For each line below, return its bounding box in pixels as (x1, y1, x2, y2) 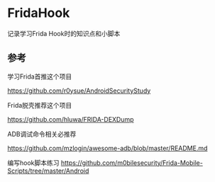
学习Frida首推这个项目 (7, 72, 72, 81)
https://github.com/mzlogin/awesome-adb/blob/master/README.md (7, 144, 208, 152)
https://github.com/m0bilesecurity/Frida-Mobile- (60, 158, 204, 167)
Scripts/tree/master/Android (7, 166, 89, 175)
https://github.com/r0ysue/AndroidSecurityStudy (7, 86, 151, 95)
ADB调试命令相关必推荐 (7, 130, 77, 138)
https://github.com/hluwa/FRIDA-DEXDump (7, 115, 134, 123)
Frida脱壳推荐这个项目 (7, 101, 72, 109)
